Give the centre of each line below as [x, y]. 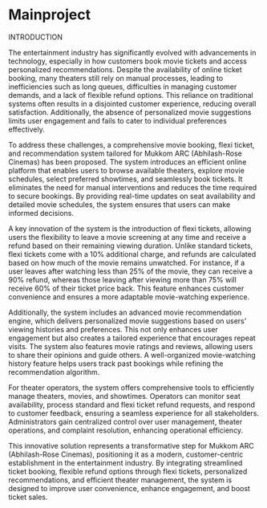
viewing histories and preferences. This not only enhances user [113, 329]
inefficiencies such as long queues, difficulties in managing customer [123, 87]
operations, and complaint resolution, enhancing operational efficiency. [126, 430]
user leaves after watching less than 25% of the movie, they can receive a [131, 271]
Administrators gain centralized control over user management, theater [125, 421]
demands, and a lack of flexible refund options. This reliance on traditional [131, 95]
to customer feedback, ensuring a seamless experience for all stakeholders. [133, 413]
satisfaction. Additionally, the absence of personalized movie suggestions [130, 112]
